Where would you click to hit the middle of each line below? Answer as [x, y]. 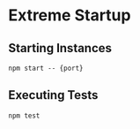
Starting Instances [60, 48]
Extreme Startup [70, 15]
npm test [24, 116]
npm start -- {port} [46, 68]
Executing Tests [53, 95]
